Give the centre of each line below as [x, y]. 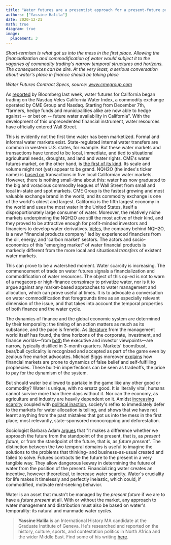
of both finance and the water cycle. [44, 309]
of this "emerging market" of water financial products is [88, 244]
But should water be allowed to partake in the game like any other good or [83, 383]
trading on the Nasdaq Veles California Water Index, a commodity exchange [85, 99]
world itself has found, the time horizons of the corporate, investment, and [83, 335]
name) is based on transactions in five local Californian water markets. [79, 174]
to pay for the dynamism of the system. [47, 373]
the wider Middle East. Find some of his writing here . [73, 537]
